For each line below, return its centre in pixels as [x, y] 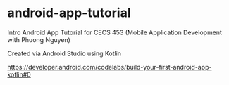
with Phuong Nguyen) [39, 39]
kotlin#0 [19, 74]
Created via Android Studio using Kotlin [64, 53]
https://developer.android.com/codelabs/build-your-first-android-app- [110, 67]
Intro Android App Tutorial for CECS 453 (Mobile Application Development [114, 32]
